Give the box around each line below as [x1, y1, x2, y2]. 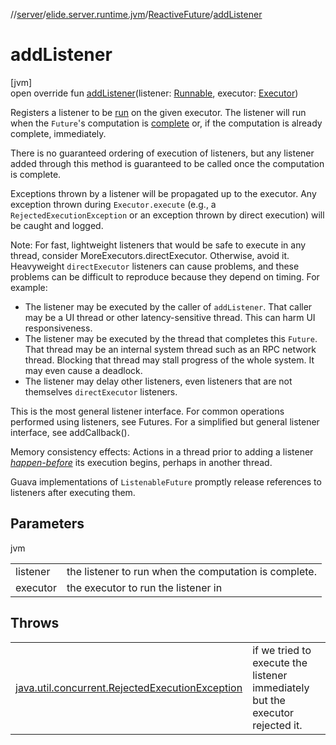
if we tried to [252, 643, 312, 657]
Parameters [10, 515, 85, 533]
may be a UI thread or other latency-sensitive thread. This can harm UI [24, 311, 316, 323]
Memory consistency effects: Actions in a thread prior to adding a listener [10, 445, 314, 458]
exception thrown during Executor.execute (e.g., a [10, 198, 217, 210]
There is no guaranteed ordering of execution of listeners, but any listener [10, 147, 315, 159]
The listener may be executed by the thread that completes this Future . [24, 332, 318, 344]
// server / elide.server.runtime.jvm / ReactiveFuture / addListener [10, 9, 263, 20]
